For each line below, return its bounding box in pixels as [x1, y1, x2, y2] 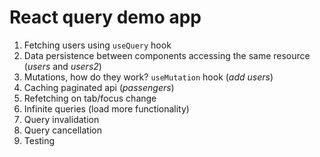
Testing [23, 134, 56, 146]
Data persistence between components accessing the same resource [23, 49, 311, 61]
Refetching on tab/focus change [23, 92, 157, 104]
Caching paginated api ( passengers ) [23, 81, 175, 93]
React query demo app [9, 6, 202, 29]
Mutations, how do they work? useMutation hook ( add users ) [23, 71, 274, 83]
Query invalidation [23, 113, 100, 125]
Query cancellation [23, 124, 102, 136]
